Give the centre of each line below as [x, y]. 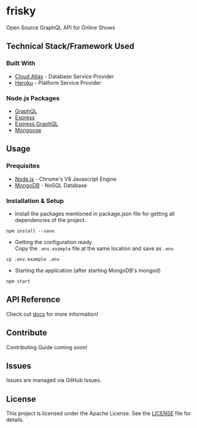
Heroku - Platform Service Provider [58, 82]
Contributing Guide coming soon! [47, 347]
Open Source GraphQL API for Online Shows [61, 27]
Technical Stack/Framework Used [71, 46]
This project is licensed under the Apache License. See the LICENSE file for [99, 414]
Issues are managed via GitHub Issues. [54, 380]
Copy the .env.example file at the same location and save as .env [94, 248]
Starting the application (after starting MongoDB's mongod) [88, 270]
